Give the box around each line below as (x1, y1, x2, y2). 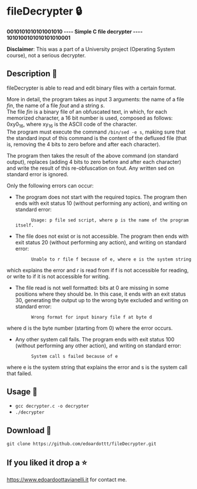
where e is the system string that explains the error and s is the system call (6, 364, 188, 371)
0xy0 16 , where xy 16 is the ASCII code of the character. (6, 121, 137, 129)
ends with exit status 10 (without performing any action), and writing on (15, 200, 188, 207)
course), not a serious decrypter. (6, 52, 86, 59)
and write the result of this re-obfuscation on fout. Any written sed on (6, 165, 175, 172)
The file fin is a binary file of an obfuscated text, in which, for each (6, 108, 168, 115)
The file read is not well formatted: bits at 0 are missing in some (15, 284, 169, 291)
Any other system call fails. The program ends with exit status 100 (15, 336, 175, 343)
